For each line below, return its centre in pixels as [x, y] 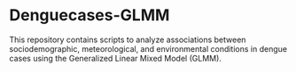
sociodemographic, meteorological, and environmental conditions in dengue [148, 48]
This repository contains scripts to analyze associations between [128, 40]
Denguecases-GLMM [90, 15]
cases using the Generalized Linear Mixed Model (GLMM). [115, 58]
